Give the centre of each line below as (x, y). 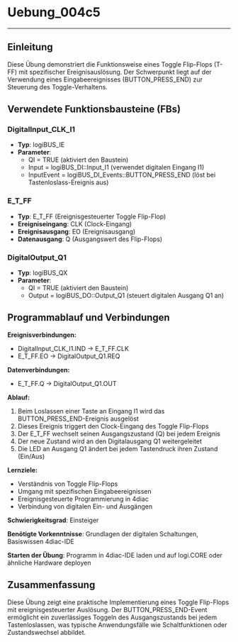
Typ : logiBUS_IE (41, 145)
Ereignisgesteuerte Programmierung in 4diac (83, 499)
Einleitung (30, 47)
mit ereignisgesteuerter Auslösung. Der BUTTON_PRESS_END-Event (107, 609)
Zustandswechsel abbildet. (47, 632)
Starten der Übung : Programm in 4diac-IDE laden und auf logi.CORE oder (115, 555)
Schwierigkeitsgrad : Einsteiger (53, 520)
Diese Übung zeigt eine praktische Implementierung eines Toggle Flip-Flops (118, 602)
